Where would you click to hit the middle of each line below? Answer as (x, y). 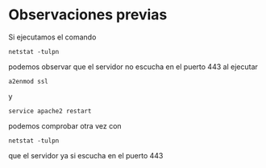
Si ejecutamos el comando (52, 37)
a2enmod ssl (28, 81)
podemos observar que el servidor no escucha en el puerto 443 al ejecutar (133, 67)
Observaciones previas (88, 15)
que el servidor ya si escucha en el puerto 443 (86, 155)
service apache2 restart (50, 111)
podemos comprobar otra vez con (65, 125)
